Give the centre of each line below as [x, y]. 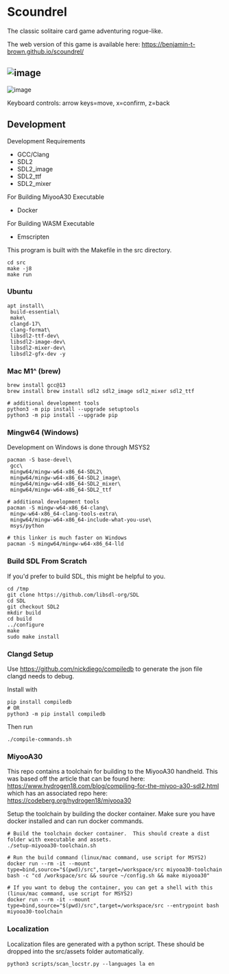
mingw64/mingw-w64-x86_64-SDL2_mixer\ [65, 484]
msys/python [27, 526]
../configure [26, 625]
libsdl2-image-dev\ [38, 342]
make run [20, 274]
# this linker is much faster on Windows [67, 538]
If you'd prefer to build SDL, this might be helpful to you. [86, 576]
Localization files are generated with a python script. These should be [106, 944]
